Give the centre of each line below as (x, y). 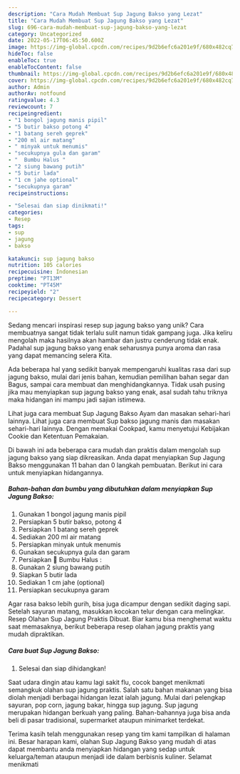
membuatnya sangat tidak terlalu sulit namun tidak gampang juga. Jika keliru (120, 332)
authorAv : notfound (37, 93)
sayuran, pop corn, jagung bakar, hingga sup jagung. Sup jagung (103, 705)
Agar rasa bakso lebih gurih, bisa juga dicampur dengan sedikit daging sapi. (119, 604)
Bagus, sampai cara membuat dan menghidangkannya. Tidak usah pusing (116, 384)
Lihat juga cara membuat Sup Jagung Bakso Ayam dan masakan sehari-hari (119, 413)
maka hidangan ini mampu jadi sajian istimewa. (77, 399)
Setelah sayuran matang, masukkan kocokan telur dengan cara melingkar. (116, 611)
